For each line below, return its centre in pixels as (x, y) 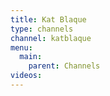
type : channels (42, 29)
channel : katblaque (51, 38)
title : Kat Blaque (48, 19)
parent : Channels (64, 66)
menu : (21, 47)
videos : (26, 76)
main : (31, 57)
